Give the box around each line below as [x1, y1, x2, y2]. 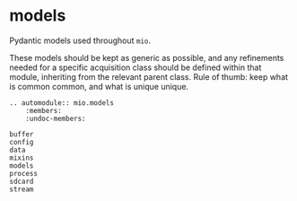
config [9, 137, 34, 146]
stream [9, 185, 34, 194]
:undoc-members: [25, 114, 87, 123]
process [9, 169, 39, 178]
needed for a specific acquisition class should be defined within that [9, 62, 262, 73]
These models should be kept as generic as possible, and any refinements [9, 52, 284, 63]
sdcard [9, 177, 34, 186]
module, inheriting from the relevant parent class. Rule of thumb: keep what [9, 71, 289, 82]
